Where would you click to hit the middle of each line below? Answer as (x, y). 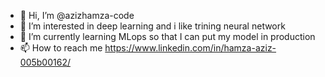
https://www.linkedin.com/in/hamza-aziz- (190, 48)
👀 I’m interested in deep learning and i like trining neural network (152, 26)
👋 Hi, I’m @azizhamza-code (77, 15)
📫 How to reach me (61, 48)
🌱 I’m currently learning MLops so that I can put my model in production (167, 36)
